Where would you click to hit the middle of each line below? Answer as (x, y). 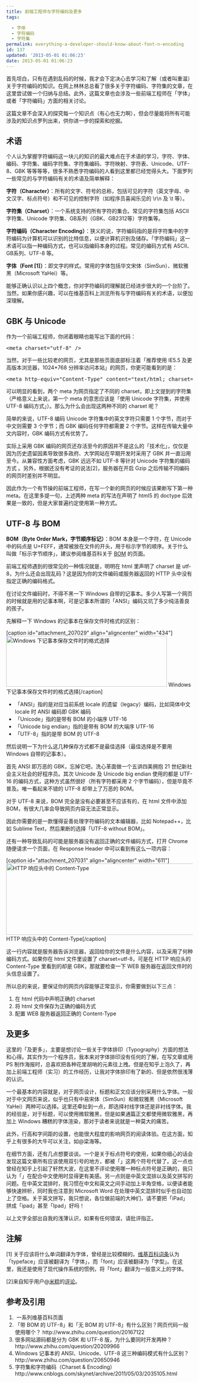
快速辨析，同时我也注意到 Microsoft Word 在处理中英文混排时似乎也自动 (99, 1191)
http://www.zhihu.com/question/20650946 (67, 1360)
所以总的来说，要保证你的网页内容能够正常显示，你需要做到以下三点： (92, 986)
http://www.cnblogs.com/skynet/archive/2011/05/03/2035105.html (96, 1374)
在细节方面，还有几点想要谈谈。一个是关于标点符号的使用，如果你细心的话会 (99, 1154)
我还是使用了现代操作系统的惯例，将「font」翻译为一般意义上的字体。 (102, 1269)
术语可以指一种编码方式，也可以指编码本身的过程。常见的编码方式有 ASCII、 (99, 246)
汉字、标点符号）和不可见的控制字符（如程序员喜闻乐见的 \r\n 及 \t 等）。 (99, 198)
